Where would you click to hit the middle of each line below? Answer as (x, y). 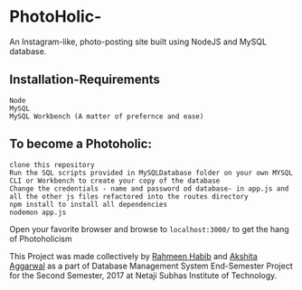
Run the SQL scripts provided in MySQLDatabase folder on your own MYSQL (151, 173)
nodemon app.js (38, 212)
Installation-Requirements (85, 80)
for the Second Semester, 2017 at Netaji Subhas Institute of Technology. (143, 275)
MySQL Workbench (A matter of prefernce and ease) (107, 116)
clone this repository (52, 164)
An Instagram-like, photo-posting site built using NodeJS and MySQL (138, 42)
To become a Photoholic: (80, 144)
